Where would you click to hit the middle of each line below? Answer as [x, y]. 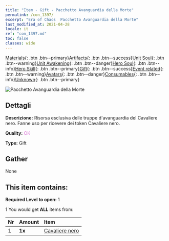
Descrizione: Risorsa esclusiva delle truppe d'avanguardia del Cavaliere [81, 117]
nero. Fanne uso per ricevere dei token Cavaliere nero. [63, 123]
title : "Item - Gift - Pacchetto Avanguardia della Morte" [70, 10]
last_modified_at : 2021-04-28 [38, 24]
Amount [29, 222]
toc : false [17, 39]
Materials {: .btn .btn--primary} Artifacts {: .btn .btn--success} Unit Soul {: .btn [85, 58]
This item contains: [37, 187]
